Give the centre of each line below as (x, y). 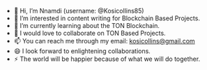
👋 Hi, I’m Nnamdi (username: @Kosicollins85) (79, 11)
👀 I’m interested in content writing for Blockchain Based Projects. (107, 18)
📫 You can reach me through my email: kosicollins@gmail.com (104, 41)
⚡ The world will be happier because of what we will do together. (107, 59)
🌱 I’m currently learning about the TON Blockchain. (87, 26)
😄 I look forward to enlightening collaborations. (82, 51)
